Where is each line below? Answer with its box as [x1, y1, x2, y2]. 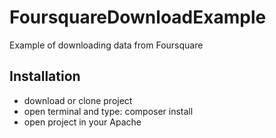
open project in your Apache [23, 116, 142, 128]
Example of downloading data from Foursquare [9, 39, 204, 51]
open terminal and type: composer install [23, 105, 194, 117]
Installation [9, 68, 81, 85]
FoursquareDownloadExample [9, 6, 267, 29]
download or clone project [23, 94, 133, 106]
